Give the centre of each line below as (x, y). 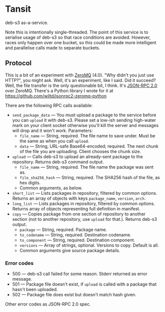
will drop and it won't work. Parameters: (53, 130)
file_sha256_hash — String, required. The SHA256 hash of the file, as (90, 177)
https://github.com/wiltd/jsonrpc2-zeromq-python (56, 96)
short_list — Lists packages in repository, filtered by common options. (85, 193)
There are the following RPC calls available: (49, 105)
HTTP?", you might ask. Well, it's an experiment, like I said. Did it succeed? (81, 80)
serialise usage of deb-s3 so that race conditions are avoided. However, (78, 37)
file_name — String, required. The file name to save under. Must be (87, 135)
